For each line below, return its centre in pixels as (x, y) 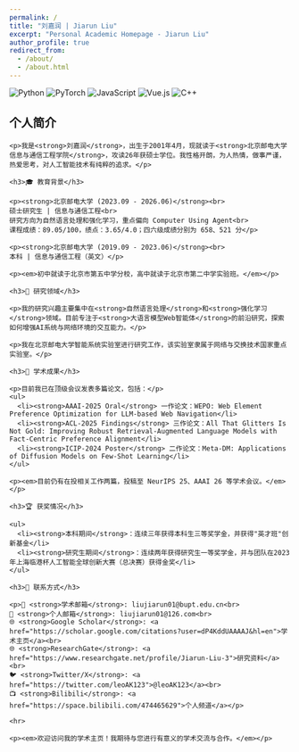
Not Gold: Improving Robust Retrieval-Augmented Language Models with (143, 431)
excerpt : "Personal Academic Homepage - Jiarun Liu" (109, 34)
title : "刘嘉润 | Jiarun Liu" (63, 26)
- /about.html (43, 68)
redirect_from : (37, 51)
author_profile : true (50, 42)
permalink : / (33, 17)
